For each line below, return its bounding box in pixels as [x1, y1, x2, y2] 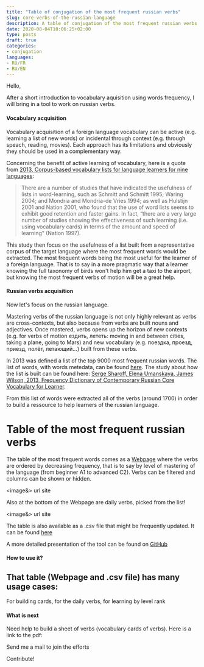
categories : [6, 43, 37, 49]
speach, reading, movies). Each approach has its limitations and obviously [6, 141, 192, 148]
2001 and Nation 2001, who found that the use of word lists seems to [21, 203, 194, 211]
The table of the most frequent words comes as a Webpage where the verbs [6, 455, 199, 463]
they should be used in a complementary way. [6, 147, 122, 155]
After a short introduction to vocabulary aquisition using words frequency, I [6, 94, 195, 101]
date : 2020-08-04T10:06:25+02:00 [6, 26, 91, 32]
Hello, [6, 82, 21, 90]
